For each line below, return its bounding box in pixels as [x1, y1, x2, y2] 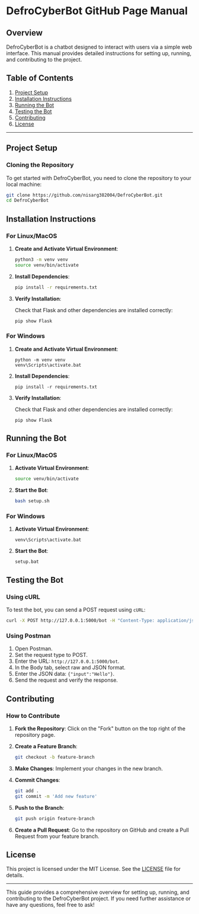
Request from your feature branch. [14, 832, 99, 839]
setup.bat [14, 559, 40, 565]
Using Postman [6, 631, 52, 640]
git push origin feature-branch [14, 816, 95, 822]
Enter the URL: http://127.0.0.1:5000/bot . [14, 658, 120, 665]
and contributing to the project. [6, 56, 82, 63]
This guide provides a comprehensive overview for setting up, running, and [6, 889, 190, 896]
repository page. [14, 732, 56, 739]
